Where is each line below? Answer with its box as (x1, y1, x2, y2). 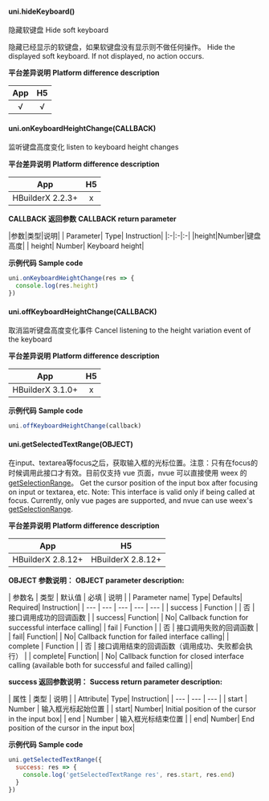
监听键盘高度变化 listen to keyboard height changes (8, 142, 179, 152)
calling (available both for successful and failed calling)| (8, 660, 194, 670)
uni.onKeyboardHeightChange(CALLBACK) (8, 123, 157, 133)
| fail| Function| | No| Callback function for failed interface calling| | (8, 631, 230, 642)
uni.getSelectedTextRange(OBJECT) (8, 439, 134, 449)
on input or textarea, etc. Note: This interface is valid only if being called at (8, 487, 255, 497)
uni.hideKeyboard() (8, 6, 75, 16)
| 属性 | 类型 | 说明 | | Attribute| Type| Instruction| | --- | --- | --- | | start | (8, 694, 247, 704)
